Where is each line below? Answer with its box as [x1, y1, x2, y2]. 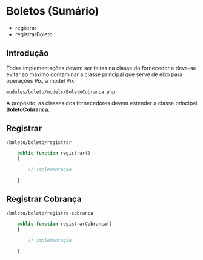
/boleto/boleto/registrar [6, 139, 72, 146]
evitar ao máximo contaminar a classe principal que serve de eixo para [6, 71, 183, 78]
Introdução [6, 48, 49, 59]
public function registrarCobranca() [17, 221, 113, 227]
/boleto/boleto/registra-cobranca [6, 210, 94, 216]
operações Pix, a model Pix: [6, 77, 76, 84]
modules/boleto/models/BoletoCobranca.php [6, 89, 115, 95]
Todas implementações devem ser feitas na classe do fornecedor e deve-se [6, 64, 197, 71]
